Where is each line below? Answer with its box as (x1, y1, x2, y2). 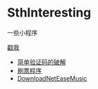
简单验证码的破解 (17, 57, 66, 66)
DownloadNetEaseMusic (17, 74, 88, 82)
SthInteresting (7, 5, 92, 21)
